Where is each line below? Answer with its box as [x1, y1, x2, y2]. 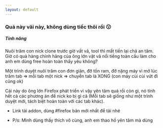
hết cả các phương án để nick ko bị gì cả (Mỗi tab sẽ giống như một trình [5, 93, 153, 99]
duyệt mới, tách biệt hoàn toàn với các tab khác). [5, 98, 105, 104]
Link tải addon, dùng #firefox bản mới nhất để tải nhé [12, 107, 121, 113]
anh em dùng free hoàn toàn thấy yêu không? [5, 58, 98, 64]
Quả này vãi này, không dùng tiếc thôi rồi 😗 [5, 23, 112, 30]
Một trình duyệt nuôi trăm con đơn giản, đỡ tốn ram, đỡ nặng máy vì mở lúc [5, 68, 158, 74]
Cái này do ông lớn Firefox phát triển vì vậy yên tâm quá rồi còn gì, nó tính [5, 88, 156, 94]
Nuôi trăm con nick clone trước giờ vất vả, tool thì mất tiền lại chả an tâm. [5, 48, 154, 54]
